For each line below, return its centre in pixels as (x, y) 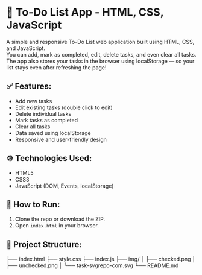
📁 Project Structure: (44, 245)
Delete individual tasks (43, 113)
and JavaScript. (26, 48)
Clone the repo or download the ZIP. (60, 219)
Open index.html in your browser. (57, 226)
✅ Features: (29, 87)
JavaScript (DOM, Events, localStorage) (64, 186)
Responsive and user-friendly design (61, 139)
